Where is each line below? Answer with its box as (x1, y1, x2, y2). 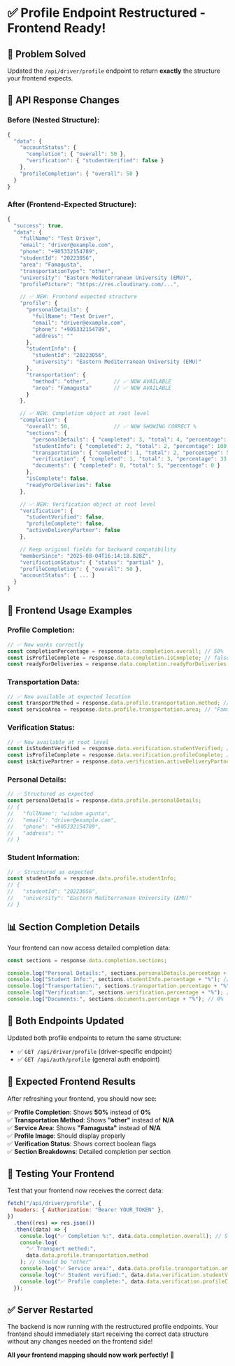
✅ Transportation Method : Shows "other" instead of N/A (7, 1115, 175, 1124)
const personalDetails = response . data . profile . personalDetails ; (7, 797, 201, 804)
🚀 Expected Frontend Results (7, 1076, 136, 1087)
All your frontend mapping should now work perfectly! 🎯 (7, 1351, 175, 1359)
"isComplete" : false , (25, 475, 90, 482)
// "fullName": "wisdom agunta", (7, 810, 111, 817)
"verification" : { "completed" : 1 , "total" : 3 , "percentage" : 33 (32, 456, 227, 463)
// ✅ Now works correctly (7, 641, 84, 648)
